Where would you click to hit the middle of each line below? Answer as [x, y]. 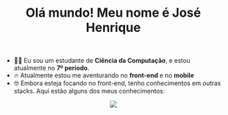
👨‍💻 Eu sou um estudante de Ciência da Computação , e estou [102, 60]
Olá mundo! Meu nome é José [113, 13]
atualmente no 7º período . [51, 68]
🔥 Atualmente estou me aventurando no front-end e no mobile [104, 75]
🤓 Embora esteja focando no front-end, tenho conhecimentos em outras [117, 83]
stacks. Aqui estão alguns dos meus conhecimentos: [89, 91]
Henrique [113, 28]
